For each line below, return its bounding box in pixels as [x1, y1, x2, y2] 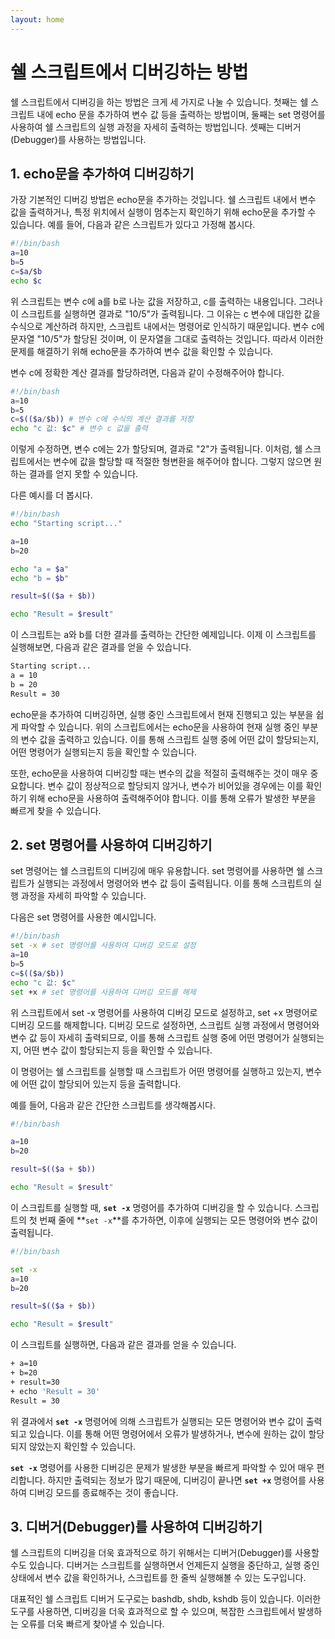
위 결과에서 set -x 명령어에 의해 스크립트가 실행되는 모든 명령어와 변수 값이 [10, 1415, 304, 1427]
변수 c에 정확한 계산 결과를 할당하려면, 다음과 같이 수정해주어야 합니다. [10, 366, 285, 378]
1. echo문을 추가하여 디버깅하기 [10, 165, 195, 182]
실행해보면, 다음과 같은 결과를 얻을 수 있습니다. [10, 641, 192, 653]
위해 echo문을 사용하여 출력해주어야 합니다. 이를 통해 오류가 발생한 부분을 [28, 792, 317, 804]
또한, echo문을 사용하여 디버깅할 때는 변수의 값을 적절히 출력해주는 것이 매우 [10, 767, 308, 779]
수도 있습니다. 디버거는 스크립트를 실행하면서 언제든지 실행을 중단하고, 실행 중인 [10, 1559, 320, 1571]
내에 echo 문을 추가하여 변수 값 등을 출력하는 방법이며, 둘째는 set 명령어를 [36, 108, 326, 120]
